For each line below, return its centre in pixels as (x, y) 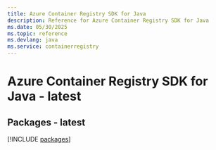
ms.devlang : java (33, 40)
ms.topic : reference (38, 33)
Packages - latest (46, 122)
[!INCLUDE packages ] (39, 139)
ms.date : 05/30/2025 (38, 27)
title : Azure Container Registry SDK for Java (77, 14)
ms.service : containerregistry (53, 46)
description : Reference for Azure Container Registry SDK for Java (108, 20)
